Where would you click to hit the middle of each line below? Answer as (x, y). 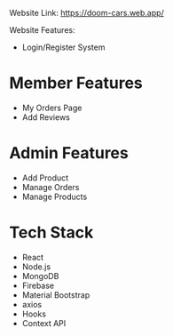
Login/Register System (63, 47)
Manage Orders (51, 187)
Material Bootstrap (56, 295)
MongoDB (40, 276)
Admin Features (69, 153)
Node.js (36, 267)
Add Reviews (46, 117)
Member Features (76, 83)
